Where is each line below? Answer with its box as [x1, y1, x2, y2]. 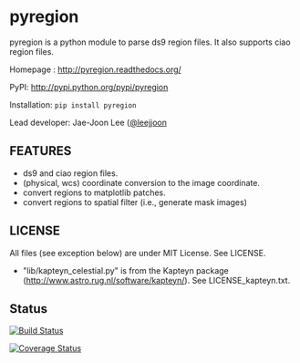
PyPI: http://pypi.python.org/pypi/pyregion [9, 81, 169, 92]
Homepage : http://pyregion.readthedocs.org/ [9, 64, 182, 75]
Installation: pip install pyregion [9, 99, 137, 110]
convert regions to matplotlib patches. [22, 187, 166, 198]
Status [9, 301, 48, 316]
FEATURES [9, 143, 72, 159]
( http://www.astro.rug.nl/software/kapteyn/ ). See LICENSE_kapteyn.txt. [22, 275, 291, 285]
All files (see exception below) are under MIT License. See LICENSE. [9, 247, 266, 258]
